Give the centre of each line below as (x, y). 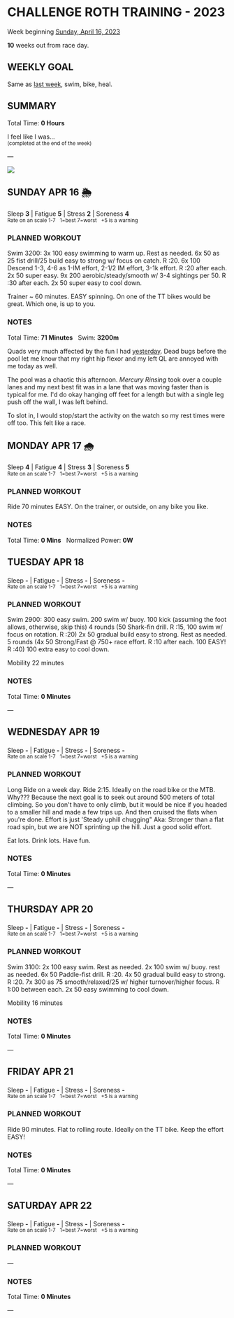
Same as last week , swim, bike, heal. (60, 84)
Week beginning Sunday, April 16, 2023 (64, 32)
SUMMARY (32, 106)
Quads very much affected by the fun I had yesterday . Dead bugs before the (117, 351)
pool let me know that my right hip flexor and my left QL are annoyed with (113, 359)
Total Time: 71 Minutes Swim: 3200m (63, 338)
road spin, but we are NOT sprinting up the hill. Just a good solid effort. (109, 826)
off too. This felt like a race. (46, 423)
